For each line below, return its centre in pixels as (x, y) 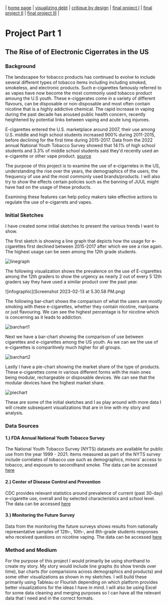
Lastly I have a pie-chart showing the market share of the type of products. (83, 367)
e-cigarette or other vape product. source (48, 156)
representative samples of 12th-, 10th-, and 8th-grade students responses (82, 531)
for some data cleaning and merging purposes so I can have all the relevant (83, 593)
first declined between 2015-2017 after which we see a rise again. (95, 246)
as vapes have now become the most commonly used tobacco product (78, 93)
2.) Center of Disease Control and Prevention (53, 482)
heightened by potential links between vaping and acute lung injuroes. (78, 119)
